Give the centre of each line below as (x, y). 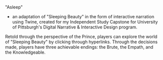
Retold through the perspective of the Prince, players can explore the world (81, 37)
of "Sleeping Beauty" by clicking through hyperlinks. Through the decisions (81, 42)
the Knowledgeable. (25, 52)
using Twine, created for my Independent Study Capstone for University (85, 22)
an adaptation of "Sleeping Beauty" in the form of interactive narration (83, 16)
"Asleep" (14, 7)
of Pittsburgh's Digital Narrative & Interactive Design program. (75, 27)
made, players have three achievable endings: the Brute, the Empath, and (79, 47)
